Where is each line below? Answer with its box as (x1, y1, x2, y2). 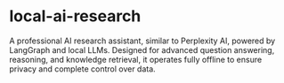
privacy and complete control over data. (9, 64, 156, 74)
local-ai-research (9, 6, 142, 26)
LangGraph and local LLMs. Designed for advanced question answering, (9, 44, 275, 55)
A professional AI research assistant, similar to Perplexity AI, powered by (9, 35, 276, 46)
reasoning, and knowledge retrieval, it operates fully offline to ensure (9, 54, 263, 64)
